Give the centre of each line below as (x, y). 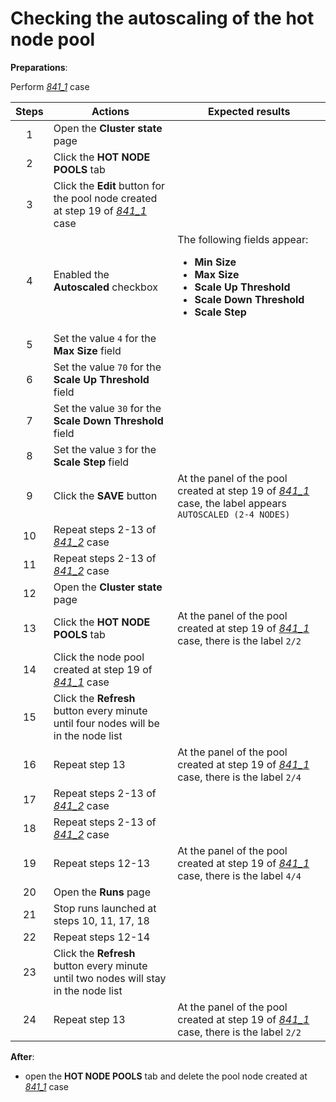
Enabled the (81, 274)
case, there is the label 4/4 (239, 875)
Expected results (249, 111)
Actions (110, 111)
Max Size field (87, 350)
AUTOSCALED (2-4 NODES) (234, 514)
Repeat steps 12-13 (102, 863)
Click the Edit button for (109, 185)
